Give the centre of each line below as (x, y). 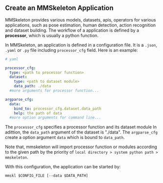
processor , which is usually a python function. (52, 35)
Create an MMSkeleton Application (59, 8)
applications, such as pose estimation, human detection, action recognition (81, 25)
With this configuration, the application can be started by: (63, 167)
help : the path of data (38, 113)
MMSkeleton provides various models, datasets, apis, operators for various (81, 20)
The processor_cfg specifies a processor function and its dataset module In (81, 127)
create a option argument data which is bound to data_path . (65, 137)
